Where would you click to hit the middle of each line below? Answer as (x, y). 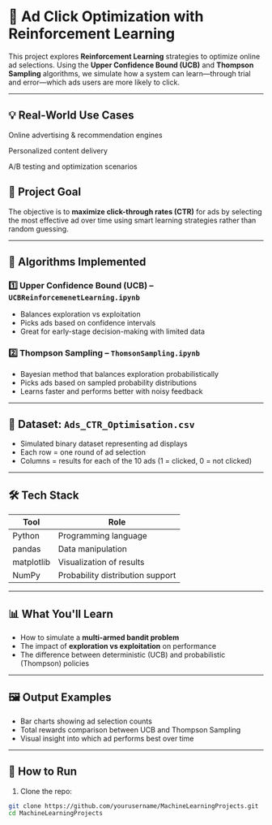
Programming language (102, 536)
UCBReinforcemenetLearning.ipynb (74, 297)
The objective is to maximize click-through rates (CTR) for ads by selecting (135, 211)
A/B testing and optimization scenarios (73, 166)
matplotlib (32, 562)
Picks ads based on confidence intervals (88, 323)
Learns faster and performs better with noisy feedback (112, 391)
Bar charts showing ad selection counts (86, 721)
